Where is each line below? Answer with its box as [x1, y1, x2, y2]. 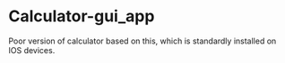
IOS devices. [8, 44, 56, 55]
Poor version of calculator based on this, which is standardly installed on [8, 35, 277, 46]
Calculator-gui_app [8, 6, 155, 27]
